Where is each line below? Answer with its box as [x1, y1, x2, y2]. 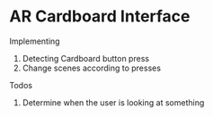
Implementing [9, 36, 60, 46]
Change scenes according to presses [22, 63, 162, 73]
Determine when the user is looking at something [22, 96, 205, 108]
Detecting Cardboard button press [22, 53, 150, 63]
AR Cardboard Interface [9, 6, 191, 27]
